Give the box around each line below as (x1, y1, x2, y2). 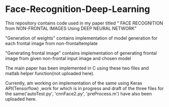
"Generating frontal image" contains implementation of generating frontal (5, 50, 157, 56)
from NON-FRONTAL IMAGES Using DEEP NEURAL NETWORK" (5, 25, 137, 31)
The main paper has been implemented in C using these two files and (5, 65, 149, 71)
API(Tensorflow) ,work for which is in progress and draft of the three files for (5, 85, 164, 91)
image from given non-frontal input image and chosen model (5, 55, 132, 61)
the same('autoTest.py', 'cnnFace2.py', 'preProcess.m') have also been (5, 90, 152, 96)
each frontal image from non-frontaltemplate (5, 40, 98, 46)
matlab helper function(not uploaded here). (5, 70, 95, 76)
